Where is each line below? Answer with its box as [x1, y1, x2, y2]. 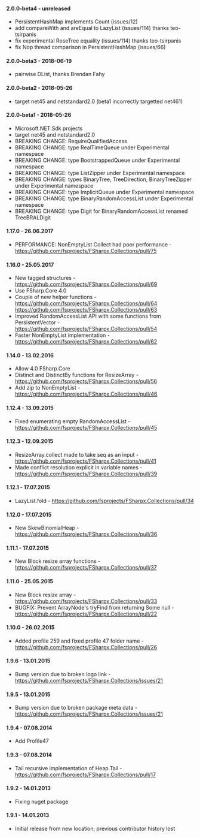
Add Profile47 [14, 737, 50, 744]
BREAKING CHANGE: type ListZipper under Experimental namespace [14, 169, 185, 176]
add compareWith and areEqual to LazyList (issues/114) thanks [14, 25, 169, 32]
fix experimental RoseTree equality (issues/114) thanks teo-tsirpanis [14, 37, 181, 44]
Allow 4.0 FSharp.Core [14, 365, 70, 372]
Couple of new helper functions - [14, 294, 97, 301]
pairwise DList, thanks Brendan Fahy [14, 71, 105, 78]
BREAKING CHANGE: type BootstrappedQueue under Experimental [14, 156, 180, 164]
